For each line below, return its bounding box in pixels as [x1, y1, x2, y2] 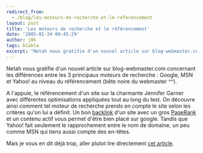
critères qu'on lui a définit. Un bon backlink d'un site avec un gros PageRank [6, 108, 196, 116]
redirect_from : [6, 8, 45, 15]
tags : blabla [6, 43, 39, 49]
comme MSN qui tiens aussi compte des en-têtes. [6, 128, 131, 135]
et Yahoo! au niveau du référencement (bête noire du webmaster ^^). [6, 77, 177, 85]
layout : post [6, 20, 39, 26]
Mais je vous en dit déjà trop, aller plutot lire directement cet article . [6, 140, 174, 147]
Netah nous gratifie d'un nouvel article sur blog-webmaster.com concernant [6, 65, 196, 72]
